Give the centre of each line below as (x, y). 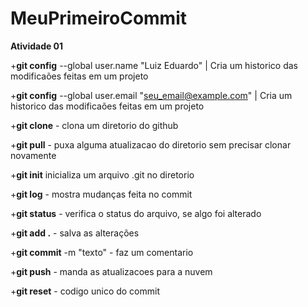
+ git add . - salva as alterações (75, 233)
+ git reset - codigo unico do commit (85, 291)
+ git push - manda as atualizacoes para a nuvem (111, 271)
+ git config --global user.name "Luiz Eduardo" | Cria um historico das (154, 65)
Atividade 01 (37, 46)
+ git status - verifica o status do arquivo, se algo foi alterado (136, 213)
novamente (33, 155)
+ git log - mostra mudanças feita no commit (101, 194)
